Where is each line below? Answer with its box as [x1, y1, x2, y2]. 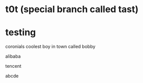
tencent [5, 63, 21, 69]
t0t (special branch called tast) [5, 4, 139, 15]
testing [5, 27, 36, 38]
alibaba [5, 53, 21, 59]
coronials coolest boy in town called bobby [5, 44, 96, 50]
